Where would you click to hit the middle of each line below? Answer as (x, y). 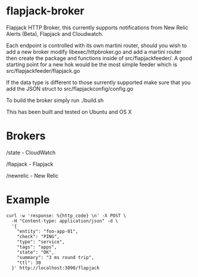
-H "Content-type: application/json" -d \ (65, 221)
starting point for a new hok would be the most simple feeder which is (92, 64)
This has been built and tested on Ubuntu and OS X (69, 112)
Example (28, 200)
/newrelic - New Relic (32, 176)
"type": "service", (41, 242)
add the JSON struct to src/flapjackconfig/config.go (70, 88)
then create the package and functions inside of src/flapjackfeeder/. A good (99, 58)
